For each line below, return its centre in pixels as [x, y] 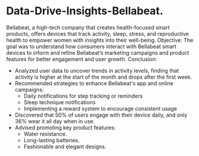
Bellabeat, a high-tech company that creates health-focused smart [88, 27]
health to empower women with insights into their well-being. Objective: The [100, 40]
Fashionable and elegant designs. [65, 146]
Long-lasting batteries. [52, 140]
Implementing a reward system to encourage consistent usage [100, 108]
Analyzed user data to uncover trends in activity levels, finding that [97, 70]
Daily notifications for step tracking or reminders [83, 96]
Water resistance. [45, 134]
